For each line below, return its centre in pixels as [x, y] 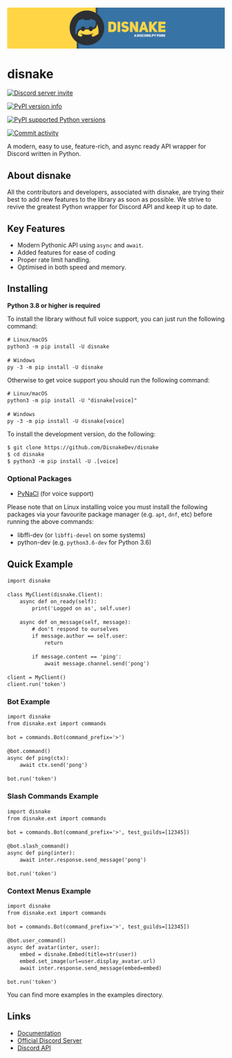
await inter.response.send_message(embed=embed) [91, 968]
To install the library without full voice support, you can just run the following [116, 319]
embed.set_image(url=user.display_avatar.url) [88, 961]
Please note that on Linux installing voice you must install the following [108, 507]
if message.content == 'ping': [77, 656]
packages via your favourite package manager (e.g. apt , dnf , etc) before [110, 514]
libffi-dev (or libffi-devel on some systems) [81, 535]
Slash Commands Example [53, 796]
